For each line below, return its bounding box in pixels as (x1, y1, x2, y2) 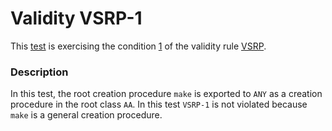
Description (10, 65, 69, 79)
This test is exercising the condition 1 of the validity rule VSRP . (10, 40, 267, 52)
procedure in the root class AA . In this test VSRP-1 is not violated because (10, 98, 308, 111)
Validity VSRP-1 (10, 7, 143, 30)
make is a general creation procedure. (10, 109, 163, 121)
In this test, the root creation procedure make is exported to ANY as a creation (10, 88, 323, 100)
